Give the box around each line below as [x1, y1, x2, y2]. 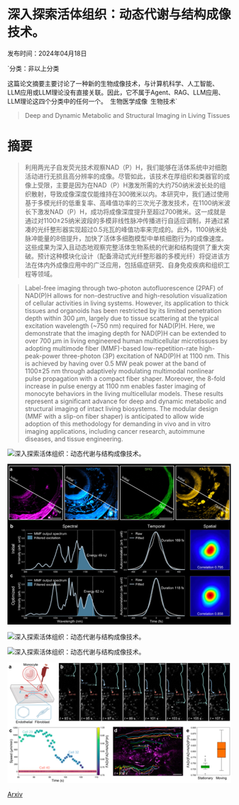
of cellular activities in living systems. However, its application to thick [24, 299, 229, 307]
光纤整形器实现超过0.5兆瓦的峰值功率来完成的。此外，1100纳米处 [37, 225, 228, 234]
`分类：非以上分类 [7, 64, 60, 72]
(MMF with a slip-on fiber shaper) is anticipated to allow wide [24, 412, 204, 420]
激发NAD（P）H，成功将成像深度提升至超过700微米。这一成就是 [37, 207, 226, 216]
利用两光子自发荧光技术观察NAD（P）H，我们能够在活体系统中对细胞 [24, 163, 228, 171]
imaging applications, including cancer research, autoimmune [24, 427, 206, 435]
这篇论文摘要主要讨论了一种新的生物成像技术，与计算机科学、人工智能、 [7, 79, 218, 87]
